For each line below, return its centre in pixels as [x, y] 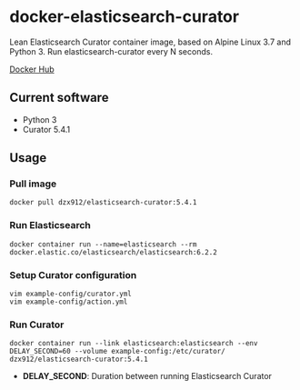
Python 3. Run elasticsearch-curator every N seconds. [111, 51]
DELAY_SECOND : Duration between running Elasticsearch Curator [147, 376]
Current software [59, 98]
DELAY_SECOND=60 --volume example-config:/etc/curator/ [117, 352]
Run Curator [37, 325]
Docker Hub [32, 69]
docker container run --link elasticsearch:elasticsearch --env [134, 344]
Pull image [33, 184]
